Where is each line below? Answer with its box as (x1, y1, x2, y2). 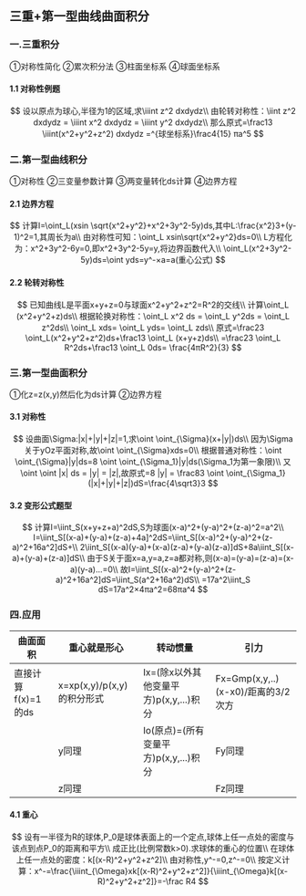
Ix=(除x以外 (142, 665, 193, 678)
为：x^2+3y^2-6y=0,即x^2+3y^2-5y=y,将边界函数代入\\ (14, 243, 221, 254)
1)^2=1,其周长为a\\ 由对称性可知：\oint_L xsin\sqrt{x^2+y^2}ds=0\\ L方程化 (13, 232, 293, 243)
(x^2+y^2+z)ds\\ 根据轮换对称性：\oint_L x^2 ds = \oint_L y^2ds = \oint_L (15, 310, 291, 321)
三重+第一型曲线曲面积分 (9, 8, 150, 25)
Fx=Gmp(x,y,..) (215, 672, 280, 684)
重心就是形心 (68, 641, 125, 654)
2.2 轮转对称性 (9, 276, 65, 287)
